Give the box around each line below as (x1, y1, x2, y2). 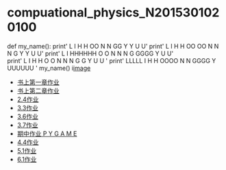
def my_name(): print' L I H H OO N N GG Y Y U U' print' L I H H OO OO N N (7, 42, 219, 50)
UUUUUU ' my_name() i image (7, 64, 91, 72)
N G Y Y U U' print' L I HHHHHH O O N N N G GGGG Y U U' (7, 49, 174, 58)
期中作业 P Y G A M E (16, 129, 77, 138)
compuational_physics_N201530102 (7, 5, 220, 21)
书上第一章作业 (16, 77, 60, 86)
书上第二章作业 (16, 86, 60, 95)
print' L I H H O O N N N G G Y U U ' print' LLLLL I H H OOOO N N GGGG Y (7, 56, 216, 64)
